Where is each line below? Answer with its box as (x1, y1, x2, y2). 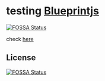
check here (6, 35, 34, 42)
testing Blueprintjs (6, 4, 100, 18)
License (6, 52, 36, 63)
